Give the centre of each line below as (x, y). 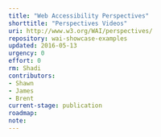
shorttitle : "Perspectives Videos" (68, 23)
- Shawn (21, 83)
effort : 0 (25, 61)
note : (17, 121)
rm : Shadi (25, 68)
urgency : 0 (27, 53)
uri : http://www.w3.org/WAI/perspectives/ (80, 31)
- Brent (21, 98)
